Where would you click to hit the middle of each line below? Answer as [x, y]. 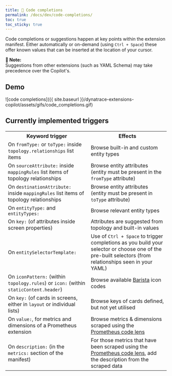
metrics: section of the [36, 353]
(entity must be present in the [126, 172]
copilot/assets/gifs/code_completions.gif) [49, 105]
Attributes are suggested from [127, 221]
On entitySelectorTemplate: [42, 252]
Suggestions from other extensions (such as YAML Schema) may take [79, 65]
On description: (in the [36, 347]
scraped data [106, 366]
